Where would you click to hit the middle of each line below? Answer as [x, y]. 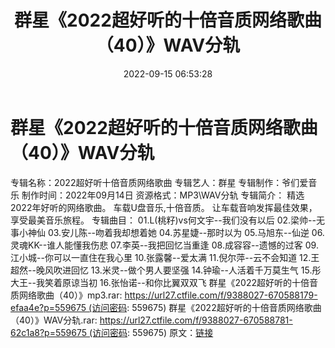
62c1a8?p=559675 [49, 332]
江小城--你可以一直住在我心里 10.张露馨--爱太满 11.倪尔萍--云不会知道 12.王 [165, 257]
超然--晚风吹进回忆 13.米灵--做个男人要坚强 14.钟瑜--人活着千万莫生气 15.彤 [166, 270]
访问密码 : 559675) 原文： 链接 [153, 332]
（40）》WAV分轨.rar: [54, 320]
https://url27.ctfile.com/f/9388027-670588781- [196, 320]
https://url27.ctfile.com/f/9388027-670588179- [221, 295]
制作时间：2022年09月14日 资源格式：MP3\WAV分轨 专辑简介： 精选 [163, 195]
